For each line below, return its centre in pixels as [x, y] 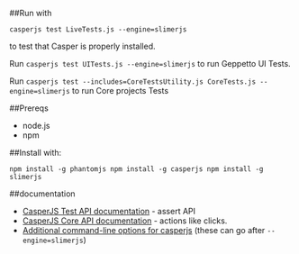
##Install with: [36, 153]
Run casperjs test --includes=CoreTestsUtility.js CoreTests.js [133, 81]
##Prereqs [29, 108]
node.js [36, 126]
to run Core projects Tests [120, 91]
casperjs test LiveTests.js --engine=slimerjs [98, 30]
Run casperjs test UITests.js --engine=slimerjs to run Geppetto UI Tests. [150, 63]
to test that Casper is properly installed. [82, 46]
